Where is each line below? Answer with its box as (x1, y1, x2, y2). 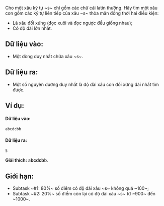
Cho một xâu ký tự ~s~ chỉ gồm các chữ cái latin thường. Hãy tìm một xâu (5, 5, 157, 11)
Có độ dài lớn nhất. (12, 25, 52, 31)
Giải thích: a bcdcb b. (5, 157, 49, 164)
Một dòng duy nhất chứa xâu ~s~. (12, 53, 84, 59)
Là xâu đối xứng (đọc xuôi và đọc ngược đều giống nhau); (12, 20, 133, 26)
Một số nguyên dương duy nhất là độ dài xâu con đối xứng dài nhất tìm (12, 81, 159, 87)
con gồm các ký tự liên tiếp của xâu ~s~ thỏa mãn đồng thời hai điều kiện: (5, 10, 159, 16)
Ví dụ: (5, 101, 24, 110)
